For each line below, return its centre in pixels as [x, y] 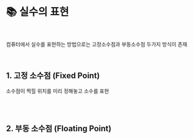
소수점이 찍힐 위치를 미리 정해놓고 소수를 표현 [58, 91]
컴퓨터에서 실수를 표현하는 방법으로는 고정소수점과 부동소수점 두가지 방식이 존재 [97, 44]
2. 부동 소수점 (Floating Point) [59, 129]
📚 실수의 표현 [37, 12]
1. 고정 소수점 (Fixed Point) [53, 76]
